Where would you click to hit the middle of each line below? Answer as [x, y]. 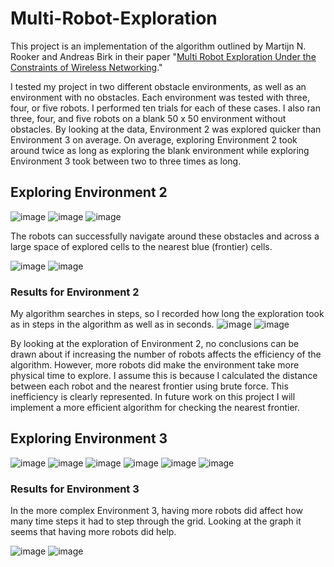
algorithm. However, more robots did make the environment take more [155, 365]
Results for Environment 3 [75, 489]
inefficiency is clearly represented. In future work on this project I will [153, 397]
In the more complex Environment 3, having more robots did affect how [156, 511]
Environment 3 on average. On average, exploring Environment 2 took [154, 139]
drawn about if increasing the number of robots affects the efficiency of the [166, 354]
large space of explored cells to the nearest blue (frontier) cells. [141, 246]
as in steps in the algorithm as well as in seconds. [112, 324]
